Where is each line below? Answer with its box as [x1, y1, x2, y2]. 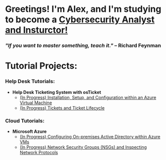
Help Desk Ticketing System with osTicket [12, 89, 102, 95]
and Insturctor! [5, 25, 68, 36]
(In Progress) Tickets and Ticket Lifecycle [19, 105, 105, 111]
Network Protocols [19, 149, 58, 155]
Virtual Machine [19, 100, 52, 106]
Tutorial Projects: [5, 60, 78, 72]
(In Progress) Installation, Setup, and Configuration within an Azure [19, 94, 157, 100]
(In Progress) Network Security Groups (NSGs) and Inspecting [19, 144, 147, 150]
